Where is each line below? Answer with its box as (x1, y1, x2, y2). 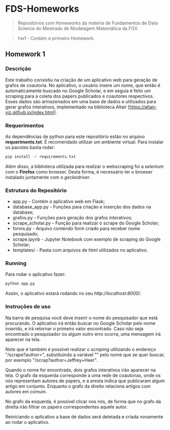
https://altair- (129, 104, 157, 110)
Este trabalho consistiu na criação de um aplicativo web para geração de (5, 77, 158, 83)
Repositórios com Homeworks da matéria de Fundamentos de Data (17, 20, 158, 26)
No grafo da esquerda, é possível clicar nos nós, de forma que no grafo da (5, 398, 161, 405)
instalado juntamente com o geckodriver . (5, 174, 91, 180)
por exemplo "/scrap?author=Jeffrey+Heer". (5, 357, 98, 363)
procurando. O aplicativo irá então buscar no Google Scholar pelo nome (5, 320, 156, 326)
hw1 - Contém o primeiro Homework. (17, 35, 95, 41)
